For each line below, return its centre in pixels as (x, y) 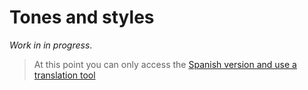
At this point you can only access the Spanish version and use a (165, 64)
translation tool (64, 75)
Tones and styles (82, 17)
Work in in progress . (51, 45)
